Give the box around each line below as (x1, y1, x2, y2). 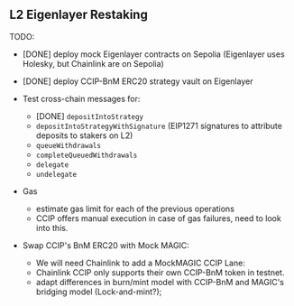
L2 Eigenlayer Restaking (9, 7, 149, 23)
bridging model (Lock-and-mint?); (35, 286, 162, 297)
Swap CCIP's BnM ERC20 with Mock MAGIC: (22, 239, 189, 251)
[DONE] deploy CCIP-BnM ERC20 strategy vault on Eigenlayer (22, 76, 253, 87)
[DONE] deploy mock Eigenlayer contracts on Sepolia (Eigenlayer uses (22, 49, 286, 60)
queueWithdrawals (35, 141, 102, 150)
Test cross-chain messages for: (22, 93, 141, 104)
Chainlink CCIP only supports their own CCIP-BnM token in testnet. (35, 266, 285, 278)
